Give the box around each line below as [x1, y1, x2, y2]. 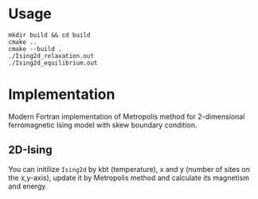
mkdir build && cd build [8, 31, 91, 39]
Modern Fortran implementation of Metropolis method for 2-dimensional [8, 111, 245, 121]
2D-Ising [8, 143, 53, 157]
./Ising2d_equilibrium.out [8, 59, 98, 67]
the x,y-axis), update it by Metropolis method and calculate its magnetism [8, 173, 249, 182]
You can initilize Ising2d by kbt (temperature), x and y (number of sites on [8, 164, 251, 174]
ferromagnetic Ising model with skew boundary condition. [8, 120, 197, 130]
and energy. [8, 181, 48, 191]
